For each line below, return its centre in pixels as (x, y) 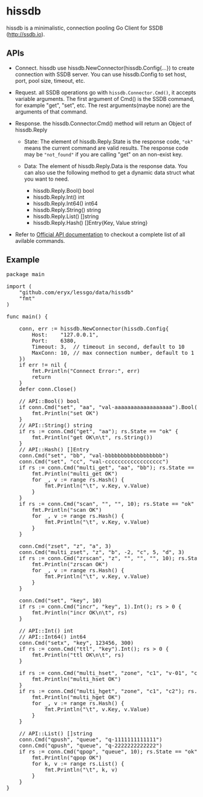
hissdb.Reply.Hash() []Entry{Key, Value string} (90, 222)
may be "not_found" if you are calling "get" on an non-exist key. (103, 154)
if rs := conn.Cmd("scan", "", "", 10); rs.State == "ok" (107, 504)
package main (26, 274)
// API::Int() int (46, 631)
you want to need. (47, 179)
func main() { (27, 316)
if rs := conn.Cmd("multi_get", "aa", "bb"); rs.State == (107, 467)
